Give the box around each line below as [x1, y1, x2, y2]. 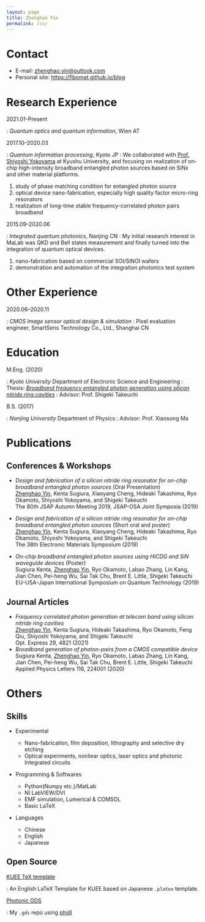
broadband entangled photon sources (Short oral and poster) [15, 521, 170, 529]
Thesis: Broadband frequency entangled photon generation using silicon [6, 384, 190, 392]
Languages [15, 814, 44, 821]
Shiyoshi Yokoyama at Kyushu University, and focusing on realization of [6, 158, 187, 165]
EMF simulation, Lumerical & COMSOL [24, 796, 121, 803]
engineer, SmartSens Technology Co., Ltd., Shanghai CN [6, 324, 149, 331]
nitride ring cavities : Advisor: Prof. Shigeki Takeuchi [6, 391, 138, 398]
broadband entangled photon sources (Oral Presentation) [15, 483, 161, 491]
